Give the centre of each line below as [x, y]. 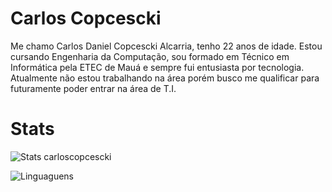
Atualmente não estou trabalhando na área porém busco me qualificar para [165, 78]
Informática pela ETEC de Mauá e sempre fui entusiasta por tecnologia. [157, 67]
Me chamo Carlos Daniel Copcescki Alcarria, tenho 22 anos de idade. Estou [166, 46]
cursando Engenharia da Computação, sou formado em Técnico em [150, 56]
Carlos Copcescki [86, 18]
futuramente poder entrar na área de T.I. [93, 88]
